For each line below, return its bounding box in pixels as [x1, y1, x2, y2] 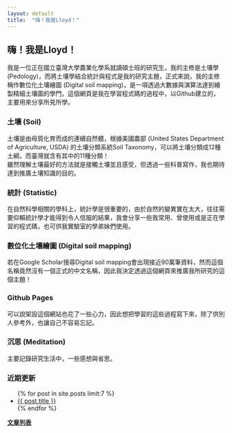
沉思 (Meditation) [7, 337, 66, 347]
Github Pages [7, 293, 54, 303]
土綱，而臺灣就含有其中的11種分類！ [7, 151, 109, 160]
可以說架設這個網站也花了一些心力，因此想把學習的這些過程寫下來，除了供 [7, 309, 219, 318]
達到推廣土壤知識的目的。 [7, 169, 80, 177]
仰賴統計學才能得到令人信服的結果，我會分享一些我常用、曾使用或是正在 [12, 213, 219, 221]
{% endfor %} [17, 404, 57, 412]
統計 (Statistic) [7, 187, 57, 197]
